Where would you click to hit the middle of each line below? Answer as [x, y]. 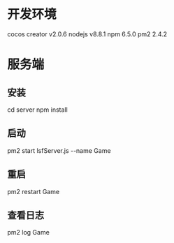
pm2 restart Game [34, 191]
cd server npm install [37, 110]
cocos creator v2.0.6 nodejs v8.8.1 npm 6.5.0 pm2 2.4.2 [87, 34]
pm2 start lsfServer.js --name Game [59, 150]
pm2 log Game [29, 233]
